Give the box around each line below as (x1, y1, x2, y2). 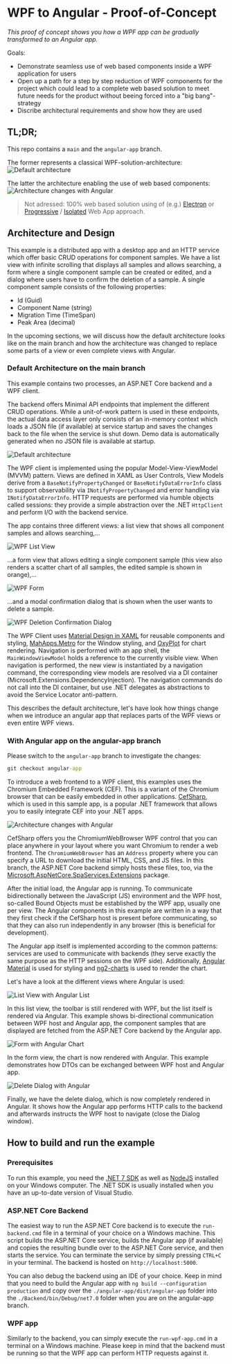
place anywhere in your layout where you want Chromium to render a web (7, 841, 219, 850)
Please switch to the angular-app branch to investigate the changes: (7, 752, 202, 760)
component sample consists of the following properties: (7, 282, 167, 291)
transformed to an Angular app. (7, 35, 98, 43)
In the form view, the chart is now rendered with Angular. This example (7, 1053, 209, 1062)
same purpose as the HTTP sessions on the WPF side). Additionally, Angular (7, 957, 225, 965)
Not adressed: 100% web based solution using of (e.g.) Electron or (24, 200, 215, 208)
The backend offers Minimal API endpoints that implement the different (7, 400, 210, 408)
